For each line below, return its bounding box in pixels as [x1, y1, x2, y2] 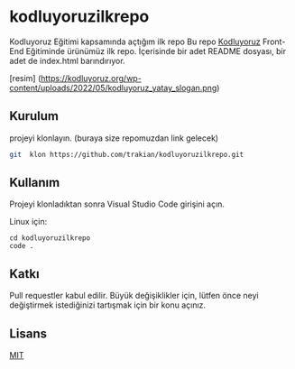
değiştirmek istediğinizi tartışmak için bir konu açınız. [9, 300, 206, 310]
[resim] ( [9, 72, 41, 83]
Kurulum [9, 108, 60, 124]
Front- [263, 36, 286, 47]
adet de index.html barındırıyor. [9, 55, 125, 66]
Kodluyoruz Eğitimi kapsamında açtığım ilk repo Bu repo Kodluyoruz [9, 36, 262, 47]
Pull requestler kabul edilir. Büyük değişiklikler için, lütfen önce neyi [9, 291, 259, 301]
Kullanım [9, 175, 60, 190]
